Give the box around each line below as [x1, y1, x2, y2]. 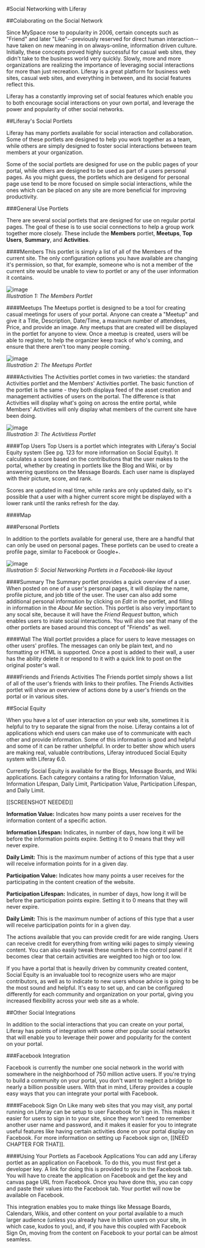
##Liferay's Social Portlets [6, 117, 73, 125]
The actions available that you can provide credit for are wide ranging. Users [6, 933, 199, 940]
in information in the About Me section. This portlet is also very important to [6, 604, 196, 611]
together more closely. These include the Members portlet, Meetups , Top [6, 230, 193, 237]
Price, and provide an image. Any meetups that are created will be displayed [6, 324, 198, 330]
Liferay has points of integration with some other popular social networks [6, 1027, 190, 1034]
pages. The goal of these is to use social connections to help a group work [6, 223, 194, 230]
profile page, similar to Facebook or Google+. [6, 548, 121, 555]
